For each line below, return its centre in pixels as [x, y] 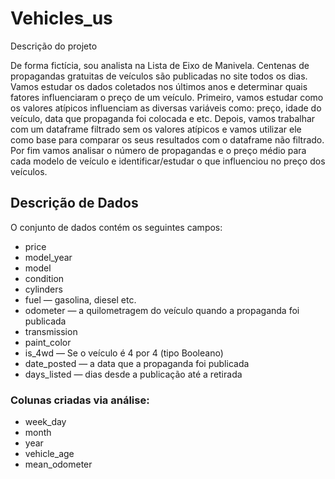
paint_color [48, 342]
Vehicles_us [61, 18]
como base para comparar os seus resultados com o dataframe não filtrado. [167, 139]
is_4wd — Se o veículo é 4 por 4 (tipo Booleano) [124, 353]
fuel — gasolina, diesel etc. [80, 299]
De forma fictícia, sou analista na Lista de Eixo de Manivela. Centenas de [160, 65]
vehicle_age [49, 454]
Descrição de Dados [74, 203]
